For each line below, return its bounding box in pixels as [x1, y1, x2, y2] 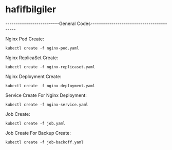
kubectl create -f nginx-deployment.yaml [5, 83, 95, 88]
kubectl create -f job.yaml [5, 121, 66, 126]
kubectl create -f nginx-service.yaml [5, 102, 88, 107]
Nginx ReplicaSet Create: [5, 55, 59, 61]
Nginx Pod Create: [5, 36, 45, 42]
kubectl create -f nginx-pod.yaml [5, 45, 80, 51]
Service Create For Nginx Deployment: [5, 92, 87, 98]
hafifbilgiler [5, 4, 56, 15]
